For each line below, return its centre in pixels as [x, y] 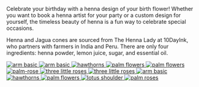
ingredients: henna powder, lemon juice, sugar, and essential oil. [87, 53]
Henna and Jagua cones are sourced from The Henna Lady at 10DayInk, [97, 40]
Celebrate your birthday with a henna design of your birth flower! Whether [100, 9]
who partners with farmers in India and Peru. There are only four [88, 46]
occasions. [20, 28]
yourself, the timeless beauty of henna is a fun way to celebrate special [96, 22]
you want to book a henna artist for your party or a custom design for [94, 15]
